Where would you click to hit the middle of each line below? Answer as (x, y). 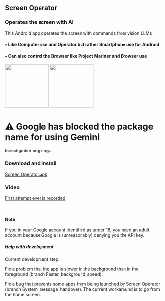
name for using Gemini (53, 137)
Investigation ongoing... (29, 150)
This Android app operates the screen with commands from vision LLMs (79, 33)
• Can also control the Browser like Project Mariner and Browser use (76, 56)
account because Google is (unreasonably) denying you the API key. (75, 235)
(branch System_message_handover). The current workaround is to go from (82, 289)
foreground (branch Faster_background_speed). (54, 274)
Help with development (29, 247)
